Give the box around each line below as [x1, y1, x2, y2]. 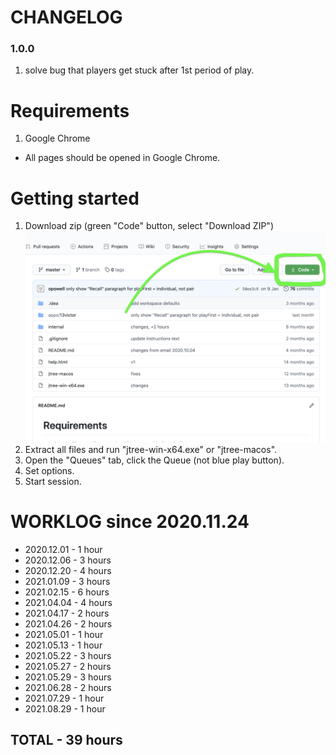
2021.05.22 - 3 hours [24, 649, 112, 661]
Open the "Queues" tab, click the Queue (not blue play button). [24, 454, 285, 466]
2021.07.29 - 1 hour [24, 692, 105, 704]
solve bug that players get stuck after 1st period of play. [24, 64, 255, 76]
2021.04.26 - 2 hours [24, 617, 113, 630]
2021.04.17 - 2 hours [24, 607, 110, 619]
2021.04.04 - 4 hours [24, 596, 113, 608]
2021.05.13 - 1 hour [24, 639, 103, 651]
